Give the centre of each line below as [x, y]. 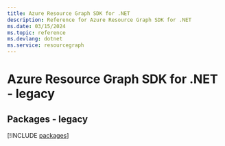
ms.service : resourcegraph [46, 45]
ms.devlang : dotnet [35, 39]
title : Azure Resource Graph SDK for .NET [69, 13]
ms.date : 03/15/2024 [37, 26]
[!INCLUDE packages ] [38, 135]
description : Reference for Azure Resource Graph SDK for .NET [99, 20]
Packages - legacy [47, 119]
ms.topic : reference [37, 33]
